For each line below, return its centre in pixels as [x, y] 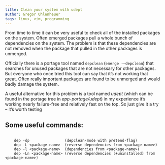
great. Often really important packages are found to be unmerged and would [82, 79]
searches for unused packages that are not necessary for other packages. [81, 68]
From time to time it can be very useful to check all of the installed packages [82, 33]
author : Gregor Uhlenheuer [33, 14]
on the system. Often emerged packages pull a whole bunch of [69, 38]
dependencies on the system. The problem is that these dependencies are [81, 43]
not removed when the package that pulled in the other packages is [74, 49]
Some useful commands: [44, 125]
